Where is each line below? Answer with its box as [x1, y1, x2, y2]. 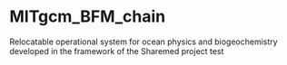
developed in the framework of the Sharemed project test [9, 45, 224, 56]
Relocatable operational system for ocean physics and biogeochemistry [9, 36, 279, 47]
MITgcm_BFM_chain [9, 6, 166, 27]
